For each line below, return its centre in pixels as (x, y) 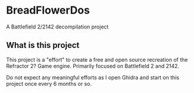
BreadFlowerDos (48, 10)
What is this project (43, 45)
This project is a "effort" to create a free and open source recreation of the (97, 59)
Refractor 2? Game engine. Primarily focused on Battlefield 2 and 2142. (93, 66)
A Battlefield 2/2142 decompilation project (57, 27)
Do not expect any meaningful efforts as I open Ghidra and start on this (93, 77)
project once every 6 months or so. (49, 84)
